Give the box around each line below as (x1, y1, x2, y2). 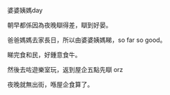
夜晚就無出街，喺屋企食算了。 (7, 80, 93, 89)
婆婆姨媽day (7, 6, 44, 14)
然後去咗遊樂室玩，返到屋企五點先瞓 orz (7, 66, 124, 73)
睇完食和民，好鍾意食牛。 (7, 51, 81, 59)
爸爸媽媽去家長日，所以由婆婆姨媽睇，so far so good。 (7, 36, 166, 44)
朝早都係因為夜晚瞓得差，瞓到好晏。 (7, 21, 112, 29)
